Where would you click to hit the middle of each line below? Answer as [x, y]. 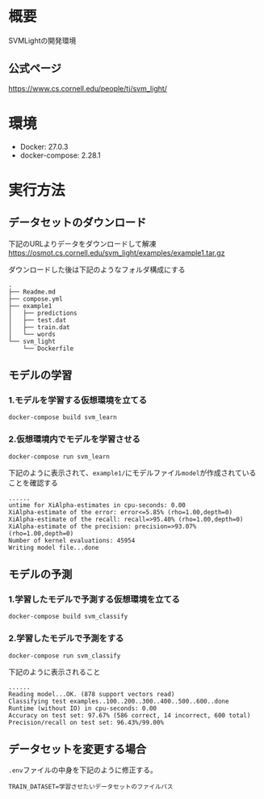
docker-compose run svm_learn [59, 457]
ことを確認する [33, 483]
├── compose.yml [36, 299]
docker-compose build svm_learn [63, 417]
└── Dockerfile [48, 349]
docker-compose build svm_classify [68, 617]
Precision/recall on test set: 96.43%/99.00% [86, 722]
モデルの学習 [40, 376]
